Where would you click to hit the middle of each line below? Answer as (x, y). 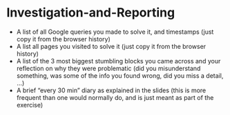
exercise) (30, 105)
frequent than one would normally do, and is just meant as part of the (115, 97)
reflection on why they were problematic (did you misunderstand (108, 68)
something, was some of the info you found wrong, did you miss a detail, (120, 75)
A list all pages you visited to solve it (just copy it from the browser (111, 46)
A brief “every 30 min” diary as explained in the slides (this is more (111, 90)
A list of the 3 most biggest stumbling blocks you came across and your (118, 61)
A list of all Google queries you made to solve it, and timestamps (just (115, 32)
